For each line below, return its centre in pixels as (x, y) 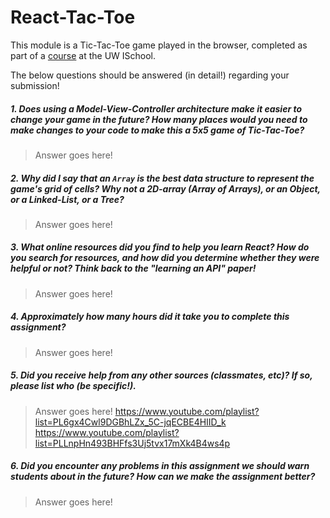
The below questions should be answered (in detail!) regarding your (150, 75)
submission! (35, 85)
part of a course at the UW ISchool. (83, 55)
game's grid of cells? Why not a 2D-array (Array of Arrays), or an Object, (165, 188)
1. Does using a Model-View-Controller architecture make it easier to (156, 108)
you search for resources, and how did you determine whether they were (165, 258)
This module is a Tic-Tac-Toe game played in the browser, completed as (159, 45)
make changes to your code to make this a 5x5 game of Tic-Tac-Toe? (157, 130)
